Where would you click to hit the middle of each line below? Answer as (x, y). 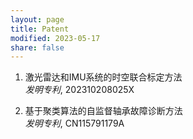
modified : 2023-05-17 (55, 38)
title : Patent (40, 29)
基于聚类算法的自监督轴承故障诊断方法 (103, 111)
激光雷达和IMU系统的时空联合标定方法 (103, 77)
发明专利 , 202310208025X (79, 90)
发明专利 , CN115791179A (74, 123)
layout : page (37, 19)
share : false (37, 47)
